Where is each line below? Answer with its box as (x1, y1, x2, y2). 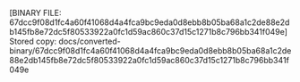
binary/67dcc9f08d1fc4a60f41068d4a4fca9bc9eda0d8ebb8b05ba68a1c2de (9, 45, 292, 56)
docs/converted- (58, 36, 121, 46)
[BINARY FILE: (9, 8, 62, 18)
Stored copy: (9, 36, 57, 46)
